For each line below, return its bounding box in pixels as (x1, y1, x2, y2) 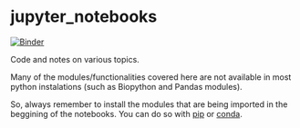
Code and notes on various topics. (10, 54, 140, 64)
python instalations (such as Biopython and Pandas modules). (10, 81, 243, 92)
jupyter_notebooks (10, 6, 158, 27)
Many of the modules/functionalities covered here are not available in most (10, 71, 292, 83)
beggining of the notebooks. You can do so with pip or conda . (10, 108, 243, 119)
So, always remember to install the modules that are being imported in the (10, 98, 288, 110)
